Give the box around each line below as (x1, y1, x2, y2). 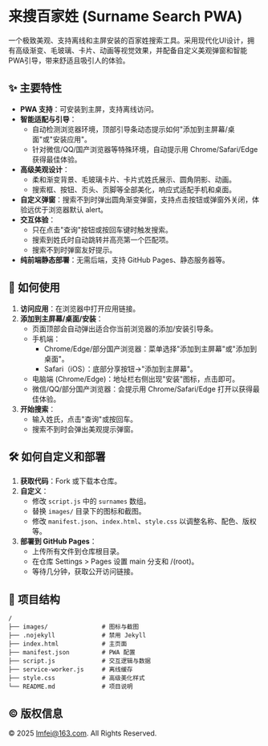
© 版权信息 (8, 707, 63, 720)
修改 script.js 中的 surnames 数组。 (31, 496, 151, 506)
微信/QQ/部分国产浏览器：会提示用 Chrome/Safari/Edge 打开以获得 (31, 383, 254, 394)
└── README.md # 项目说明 (8, 682, 134, 691)
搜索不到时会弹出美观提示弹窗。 (31, 424, 138, 434)
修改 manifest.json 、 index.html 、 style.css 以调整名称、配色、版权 (31, 516, 257, 527)
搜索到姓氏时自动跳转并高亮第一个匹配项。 (31, 235, 173, 244)
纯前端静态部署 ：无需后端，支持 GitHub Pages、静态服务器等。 (19, 255, 230, 264)
